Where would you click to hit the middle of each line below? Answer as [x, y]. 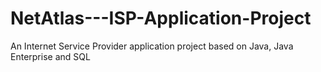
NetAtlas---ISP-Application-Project [161, 18]
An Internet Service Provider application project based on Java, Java [152, 46]
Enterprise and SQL [50, 56]
